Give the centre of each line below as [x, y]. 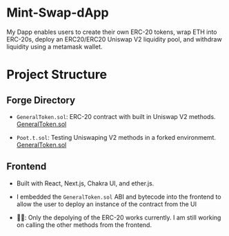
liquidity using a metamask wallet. [54, 46]
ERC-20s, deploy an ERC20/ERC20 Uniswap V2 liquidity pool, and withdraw [114, 39]
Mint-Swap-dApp [58, 13]
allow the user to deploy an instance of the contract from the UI [107, 204]
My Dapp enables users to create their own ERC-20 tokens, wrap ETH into [112, 32]
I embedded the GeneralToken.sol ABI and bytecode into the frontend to [119, 197]
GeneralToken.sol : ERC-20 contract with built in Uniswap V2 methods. [116, 116]
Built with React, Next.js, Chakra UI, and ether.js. [85, 183]
